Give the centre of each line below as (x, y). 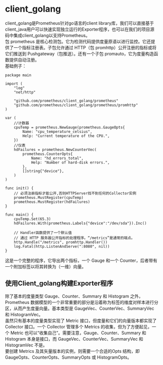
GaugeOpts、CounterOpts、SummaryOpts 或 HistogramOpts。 (68, 357)
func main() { (19, 215)
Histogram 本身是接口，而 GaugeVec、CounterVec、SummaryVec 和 (74, 339)
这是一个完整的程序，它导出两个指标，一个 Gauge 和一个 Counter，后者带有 (81, 260)
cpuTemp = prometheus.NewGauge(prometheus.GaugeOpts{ (69, 127)
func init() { (19, 188)
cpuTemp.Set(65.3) (32, 219)
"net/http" (25, 92)
